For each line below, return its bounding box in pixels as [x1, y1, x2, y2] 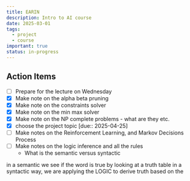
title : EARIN [6, 9, 40, 15]
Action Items [6, 72, 56, 82]
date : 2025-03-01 [6, 20, 51, 26]
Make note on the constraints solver [15, 102, 106, 109]
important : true [6, 43, 48, 50]
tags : [6, 26, 20, 32]
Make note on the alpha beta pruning [15, 94, 109, 102]
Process [15, 136, 37, 143]
